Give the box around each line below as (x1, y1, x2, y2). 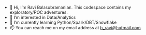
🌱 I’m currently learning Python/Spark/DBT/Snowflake (9, 19, 117, 25)
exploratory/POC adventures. (9, 9, 68, 15)
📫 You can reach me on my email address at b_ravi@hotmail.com (9, 25, 141, 30)
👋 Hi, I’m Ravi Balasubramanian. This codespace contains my (9, 5, 131, 10)
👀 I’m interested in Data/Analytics (9, 15, 76, 20)
